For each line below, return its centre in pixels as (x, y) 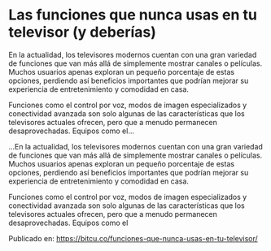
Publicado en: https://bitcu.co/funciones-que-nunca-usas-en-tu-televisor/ (133, 238)
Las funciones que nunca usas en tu (133, 15)
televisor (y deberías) (82, 32)
